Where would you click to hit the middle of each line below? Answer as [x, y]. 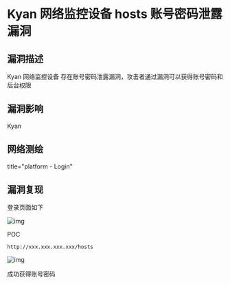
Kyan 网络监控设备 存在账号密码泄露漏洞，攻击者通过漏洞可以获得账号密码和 [115, 77]
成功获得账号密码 [31, 274]
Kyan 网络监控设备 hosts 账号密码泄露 [115, 14]
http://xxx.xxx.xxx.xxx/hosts [50, 247]
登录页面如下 [25, 208]
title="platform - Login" [40, 166]
